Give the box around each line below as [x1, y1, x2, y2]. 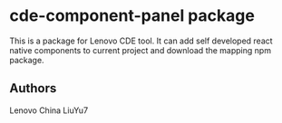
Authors [9, 80, 57, 96]
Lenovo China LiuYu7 [9, 105, 89, 116]
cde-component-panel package [9, 5, 256, 26]
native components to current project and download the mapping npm [9, 44, 272, 55]
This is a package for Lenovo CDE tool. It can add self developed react [9, 35, 274, 46]
